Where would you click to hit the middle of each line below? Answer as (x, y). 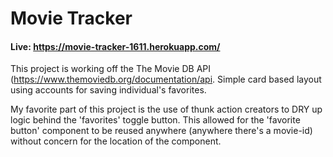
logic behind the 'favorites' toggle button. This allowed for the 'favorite (155, 120)
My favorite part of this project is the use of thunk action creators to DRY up (166, 109)
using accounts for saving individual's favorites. (108, 90)
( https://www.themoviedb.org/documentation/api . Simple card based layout (166, 79)
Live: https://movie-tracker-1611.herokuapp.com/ (115, 46)
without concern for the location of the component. (116, 141)
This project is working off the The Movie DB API (110, 69)
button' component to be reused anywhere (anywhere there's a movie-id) (161, 131)
